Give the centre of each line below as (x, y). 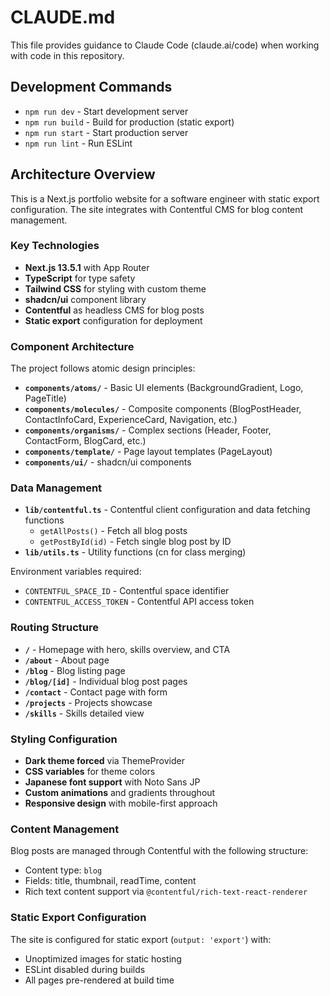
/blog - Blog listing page (75, 670)
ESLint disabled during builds (85, 969)
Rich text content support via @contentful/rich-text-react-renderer (166, 892)
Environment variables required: (76, 572)
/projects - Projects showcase (88, 702)
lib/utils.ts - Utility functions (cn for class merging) (135, 552)
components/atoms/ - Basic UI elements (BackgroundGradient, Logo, (164, 388)
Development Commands (91, 87)
